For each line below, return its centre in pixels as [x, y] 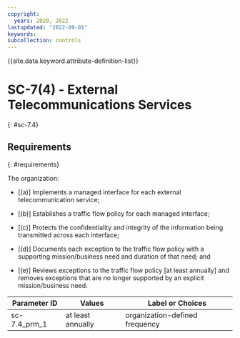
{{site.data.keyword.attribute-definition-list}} [73, 61]
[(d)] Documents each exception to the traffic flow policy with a [111, 249]
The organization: [33, 178]
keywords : [22, 34]
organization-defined [161, 315]
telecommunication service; [59, 199]
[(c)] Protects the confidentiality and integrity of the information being [120, 227]
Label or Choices [177, 303]
